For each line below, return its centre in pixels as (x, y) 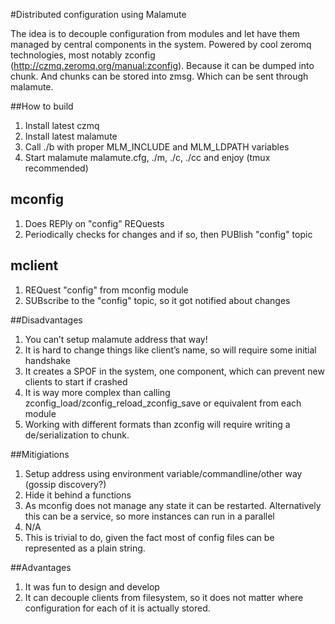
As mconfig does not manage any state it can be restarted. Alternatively (173, 505)
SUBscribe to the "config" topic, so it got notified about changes (157, 300)
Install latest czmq (62, 125)
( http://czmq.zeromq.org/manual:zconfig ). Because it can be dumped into (162, 65)
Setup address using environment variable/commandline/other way (163, 473)
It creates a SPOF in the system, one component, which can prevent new (174, 371)
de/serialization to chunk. (77, 435)
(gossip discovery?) (65, 484)
